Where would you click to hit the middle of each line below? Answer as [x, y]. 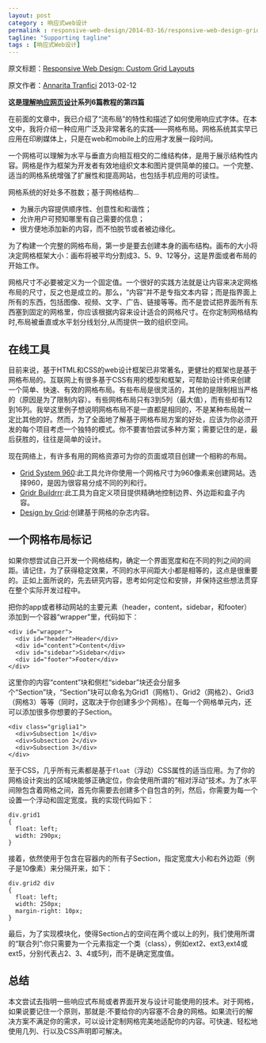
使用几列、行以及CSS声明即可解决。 [67, 1031]
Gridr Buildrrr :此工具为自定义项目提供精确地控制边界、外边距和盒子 [129, 493]
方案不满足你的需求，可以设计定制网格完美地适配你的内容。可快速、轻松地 [136, 1021]
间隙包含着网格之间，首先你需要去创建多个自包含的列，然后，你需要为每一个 [133, 790]
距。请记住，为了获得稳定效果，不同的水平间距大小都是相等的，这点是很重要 [133, 570]
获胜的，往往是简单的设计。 [60, 439]
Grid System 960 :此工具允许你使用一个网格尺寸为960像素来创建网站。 [135, 473]
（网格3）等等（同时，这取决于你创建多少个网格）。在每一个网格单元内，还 [130, 702]
